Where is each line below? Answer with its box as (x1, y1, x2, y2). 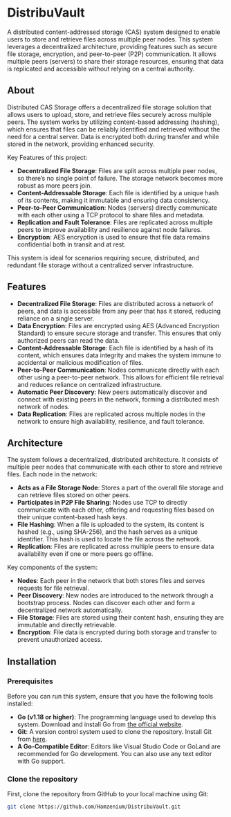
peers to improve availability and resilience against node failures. (17, 225, 203, 233)
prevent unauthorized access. (17, 636, 102, 644)
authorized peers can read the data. (17, 336, 120, 344)
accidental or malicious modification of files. (17, 358, 144, 366)
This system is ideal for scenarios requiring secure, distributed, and (7, 253, 199, 262)
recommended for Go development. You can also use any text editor (17, 750, 212, 758)
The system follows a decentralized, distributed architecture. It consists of (7, 456, 219, 464)
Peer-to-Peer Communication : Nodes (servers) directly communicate (17, 203, 218, 212)
